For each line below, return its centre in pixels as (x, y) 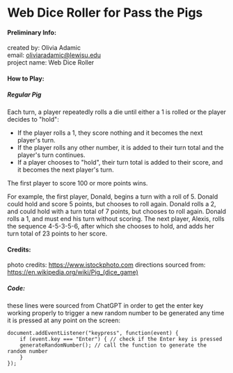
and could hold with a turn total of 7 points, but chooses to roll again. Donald (117, 211)
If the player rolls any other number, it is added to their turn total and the (120, 147)
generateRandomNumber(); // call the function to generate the (113, 345)
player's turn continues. (51, 155)
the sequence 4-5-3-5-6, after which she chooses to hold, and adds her (111, 226)
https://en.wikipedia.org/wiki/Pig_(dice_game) (73, 272)
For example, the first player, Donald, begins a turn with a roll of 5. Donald (113, 197)
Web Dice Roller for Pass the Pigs (105, 13)
